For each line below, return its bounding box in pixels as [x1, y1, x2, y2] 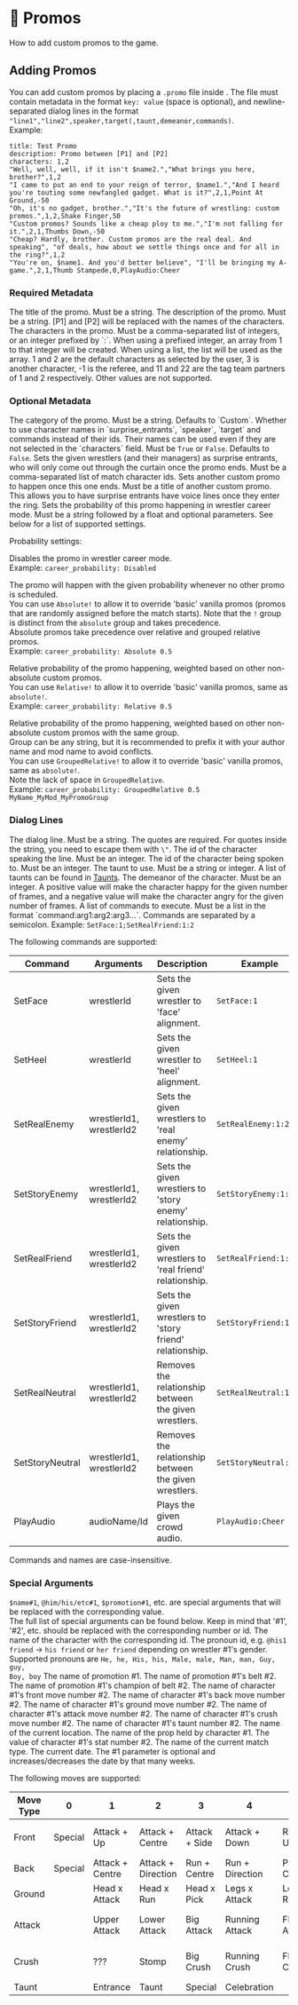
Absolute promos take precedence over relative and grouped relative [9, 627, 261, 638]
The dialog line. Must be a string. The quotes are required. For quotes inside [9, 834, 287, 844]
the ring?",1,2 [9, 250, 66, 259]
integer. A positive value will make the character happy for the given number [9, 881, 288, 892]
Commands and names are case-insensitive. [9, 1554, 172, 1565]
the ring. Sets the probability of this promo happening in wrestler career [9, 500, 271, 511]
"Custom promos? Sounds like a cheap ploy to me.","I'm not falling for [9, 219, 284, 228]
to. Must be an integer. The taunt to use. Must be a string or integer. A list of [9, 862, 286, 873]
